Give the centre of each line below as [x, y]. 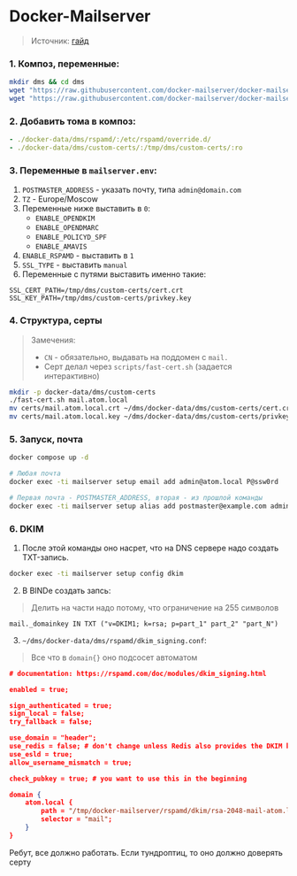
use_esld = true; [41, 754]
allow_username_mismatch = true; [71, 763]
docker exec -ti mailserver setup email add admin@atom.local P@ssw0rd [144, 482]
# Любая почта [35, 474]
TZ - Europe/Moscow [60, 199]
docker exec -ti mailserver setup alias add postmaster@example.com [138, 506]
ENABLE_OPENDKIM [65, 219]
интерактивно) [72, 376]
